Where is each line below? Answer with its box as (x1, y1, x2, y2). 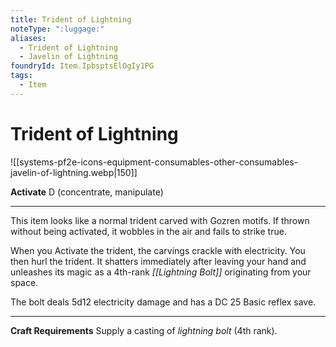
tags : (10, 71, 33, 81)
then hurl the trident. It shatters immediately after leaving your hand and (10, 255, 307, 267)
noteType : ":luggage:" (10, 24, 105, 34)
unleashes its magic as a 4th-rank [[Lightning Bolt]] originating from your (10, 266, 312, 278)
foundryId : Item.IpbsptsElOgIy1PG (10, 61, 155, 71)
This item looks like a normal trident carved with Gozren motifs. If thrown (10, 214, 310, 226)
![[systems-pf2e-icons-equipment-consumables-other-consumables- (10, 156, 299, 168)
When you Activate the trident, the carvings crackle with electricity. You (10, 244, 306, 256)
